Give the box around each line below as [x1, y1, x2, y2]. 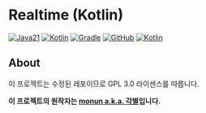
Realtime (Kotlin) [8, 6, 124, 24]
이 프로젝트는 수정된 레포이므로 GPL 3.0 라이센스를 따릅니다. [8, 79, 200, 89]
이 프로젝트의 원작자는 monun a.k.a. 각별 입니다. [8, 96, 161, 106]
